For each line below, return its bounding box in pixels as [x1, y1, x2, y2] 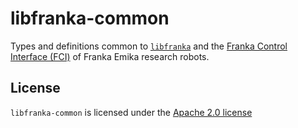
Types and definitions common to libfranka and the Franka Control [10, 40, 288, 52]
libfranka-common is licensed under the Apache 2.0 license [10, 106, 253, 118]
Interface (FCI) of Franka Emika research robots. [10, 50, 210, 62]
